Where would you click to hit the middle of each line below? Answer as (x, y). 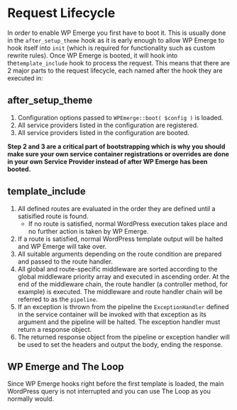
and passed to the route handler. (65, 261)
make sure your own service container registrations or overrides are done (118, 153)
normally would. (31, 399)
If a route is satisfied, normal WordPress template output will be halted (120, 239)
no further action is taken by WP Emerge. (88, 231)
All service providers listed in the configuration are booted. (104, 132)
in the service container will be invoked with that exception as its (112, 314)
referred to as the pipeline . (57, 299)
